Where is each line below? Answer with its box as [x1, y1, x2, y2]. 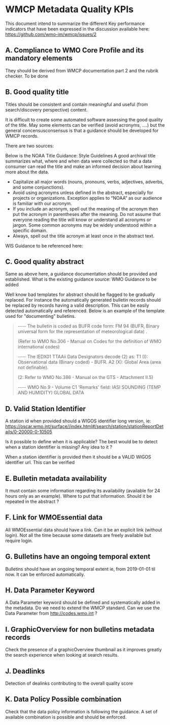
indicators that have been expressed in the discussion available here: [5, 25, 150, 32]
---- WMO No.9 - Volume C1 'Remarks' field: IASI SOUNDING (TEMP [17, 384, 161, 390]
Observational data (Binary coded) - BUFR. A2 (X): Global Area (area [17, 359, 161, 365]
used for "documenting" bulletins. [5, 313, 76, 319]
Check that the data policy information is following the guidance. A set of [5, 708, 158, 714]
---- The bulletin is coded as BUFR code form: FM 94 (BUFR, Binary [17, 323, 160, 329]
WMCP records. [5, 132, 39, 139]
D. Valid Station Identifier [5, 404, 86, 413]
